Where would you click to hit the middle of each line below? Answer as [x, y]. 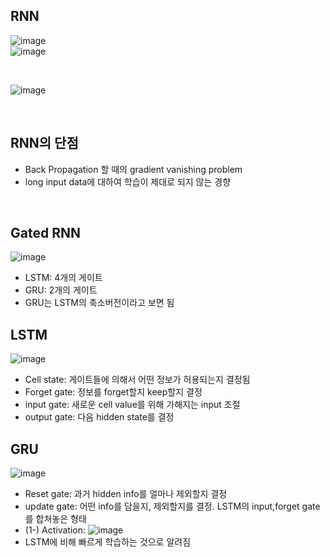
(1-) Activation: [55, 530]
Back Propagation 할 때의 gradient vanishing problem [133, 169]
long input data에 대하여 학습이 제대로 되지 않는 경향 [128, 181]
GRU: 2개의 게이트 [61, 290]
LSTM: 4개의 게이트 [63, 278]
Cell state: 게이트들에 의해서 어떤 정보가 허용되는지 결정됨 [137, 380]
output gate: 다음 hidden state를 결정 [99, 417]
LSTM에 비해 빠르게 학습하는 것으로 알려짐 [108, 542]
